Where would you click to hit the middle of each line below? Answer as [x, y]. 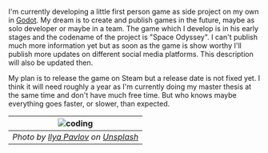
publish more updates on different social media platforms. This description [131, 54]
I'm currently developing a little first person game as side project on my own [134, 12]
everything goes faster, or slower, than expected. [89, 104]
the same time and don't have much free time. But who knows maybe [123, 95]
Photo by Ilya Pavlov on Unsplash [75, 137]
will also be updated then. [51, 62]
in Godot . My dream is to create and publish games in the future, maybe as [132, 20]
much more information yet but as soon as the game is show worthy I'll [125, 46]
